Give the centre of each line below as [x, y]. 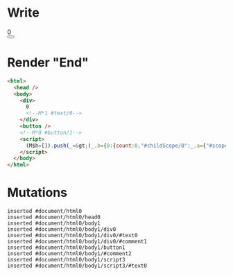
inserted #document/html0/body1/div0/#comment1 [77, 242]
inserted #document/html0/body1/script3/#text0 [77, 266]
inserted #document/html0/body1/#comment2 [69, 254]
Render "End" [48, 63]
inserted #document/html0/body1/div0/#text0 [72, 236]
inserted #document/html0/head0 [54, 217]
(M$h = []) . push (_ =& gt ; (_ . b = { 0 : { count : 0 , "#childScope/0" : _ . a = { [116, 146]
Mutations [37, 193]
